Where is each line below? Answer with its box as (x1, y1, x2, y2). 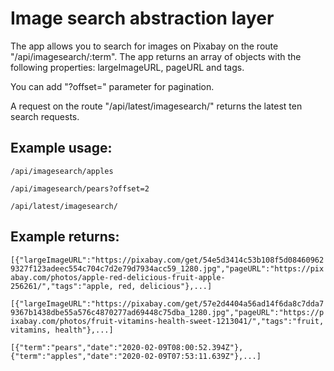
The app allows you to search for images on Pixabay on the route (10, 40, 279, 52)
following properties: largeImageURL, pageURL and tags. (10, 61, 245, 73)
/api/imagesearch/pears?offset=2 (10, 183, 150, 194)
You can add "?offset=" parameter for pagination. (10, 80, 215, 92)
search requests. (10, 110, 80, 122)
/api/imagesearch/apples (10, 166, 114, 176)
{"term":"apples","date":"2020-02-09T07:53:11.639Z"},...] (10, 351, 262, 361)
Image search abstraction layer (10, 7, 275, 30)
